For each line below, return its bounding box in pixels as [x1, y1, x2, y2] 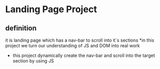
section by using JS [12, 58, 54, 64]
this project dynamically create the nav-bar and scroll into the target [12, 52, 155, 58]
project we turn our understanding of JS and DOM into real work [5, 43, 140, 49]
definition [5, 24, 37, 32]
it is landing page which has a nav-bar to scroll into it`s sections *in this [5, 37, 154, 43]
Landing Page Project [5, 4, 98, 15]
